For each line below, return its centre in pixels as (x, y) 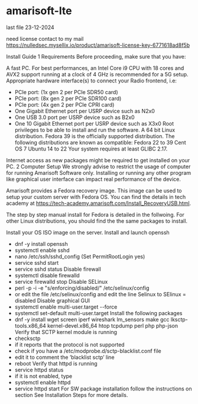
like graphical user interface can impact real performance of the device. (94, 179)
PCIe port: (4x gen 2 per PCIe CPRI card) (64, 104)
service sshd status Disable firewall (58, 269)
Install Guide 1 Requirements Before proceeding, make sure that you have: (96, 56)
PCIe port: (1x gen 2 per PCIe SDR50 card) (66, 92)
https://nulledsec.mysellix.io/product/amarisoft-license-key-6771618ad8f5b (98, 45)
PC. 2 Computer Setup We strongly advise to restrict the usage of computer (98, 166)
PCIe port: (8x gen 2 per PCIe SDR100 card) (68, 98)
